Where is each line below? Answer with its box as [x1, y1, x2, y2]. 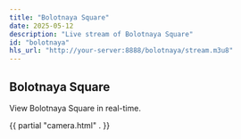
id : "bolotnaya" [9, 37, 70, 47]
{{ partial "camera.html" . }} [9, 119, 110, 130]
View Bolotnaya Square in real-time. [9, 102, 141, 113]
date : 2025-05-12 [9, 21, 74, 30]
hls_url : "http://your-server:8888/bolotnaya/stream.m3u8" [9, 46, 234, 55]
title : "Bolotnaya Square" [9, 12, 110, 22]
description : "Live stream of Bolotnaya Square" [9, 29, 194, 38]
